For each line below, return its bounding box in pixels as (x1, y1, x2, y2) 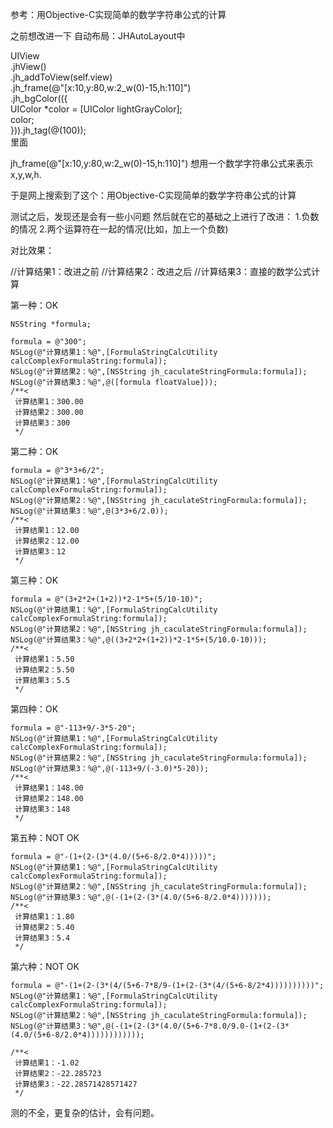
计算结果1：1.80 (14, 912, 75, 922)
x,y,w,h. (10, 169, 42, 180)
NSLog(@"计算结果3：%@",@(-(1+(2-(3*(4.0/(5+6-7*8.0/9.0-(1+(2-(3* (10, 1021, 290, 1031)
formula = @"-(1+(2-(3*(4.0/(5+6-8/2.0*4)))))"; (10, 852, 217, 862)
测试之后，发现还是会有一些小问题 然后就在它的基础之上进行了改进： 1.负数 (10, 211, 320, 222)
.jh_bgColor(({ (10, 93, 68, 104)
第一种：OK (10, 299, 59, 311)
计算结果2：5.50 (14, 665, 75, 675)
